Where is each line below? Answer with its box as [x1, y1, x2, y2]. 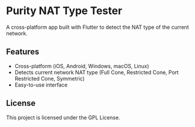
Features [6, 47, 39, 57]
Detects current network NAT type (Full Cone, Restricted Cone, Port [14, 69, 179, 76]
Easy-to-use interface [14, 81, 68, 88]
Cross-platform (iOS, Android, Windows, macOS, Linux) [14, 62, 149, 69]
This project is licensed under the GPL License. [6, 113, 120, 121]
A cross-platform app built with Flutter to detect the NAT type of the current [6, 24, 189, 31]
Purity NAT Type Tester [6, 4, 122, 18]
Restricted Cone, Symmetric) [14, 75, 85, 82]
